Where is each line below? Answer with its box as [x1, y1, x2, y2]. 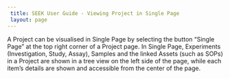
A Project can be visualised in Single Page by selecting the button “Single [7, 35, 215, 43]
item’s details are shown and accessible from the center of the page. [7, 64, 201, 72]
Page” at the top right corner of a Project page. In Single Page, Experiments [7, 42, 221, 50]
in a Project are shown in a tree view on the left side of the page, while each [7, 57, 222, 65]
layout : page [10, 16, 48, 23]
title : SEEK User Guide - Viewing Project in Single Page [10, 10, 180, 17]
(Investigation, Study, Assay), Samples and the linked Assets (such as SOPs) [7, 49, 223, 58]
